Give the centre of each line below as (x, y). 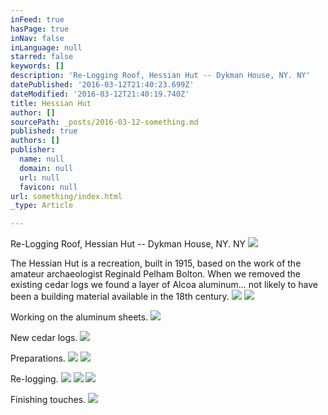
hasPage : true (40, 29)
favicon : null (48, 187)
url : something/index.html (66, 196)
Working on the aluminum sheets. (79, 317)
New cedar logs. (44, 338)
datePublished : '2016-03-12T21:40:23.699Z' (102, 85)
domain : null (46, 168)
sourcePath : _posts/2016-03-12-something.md (104, 122)
